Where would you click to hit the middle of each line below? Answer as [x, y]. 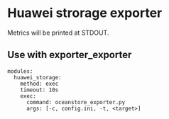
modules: [20, 71]
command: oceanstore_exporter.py [76, 102]
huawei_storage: [38, 77]
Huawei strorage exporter [85, 13]
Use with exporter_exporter [70, 55]
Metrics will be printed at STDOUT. [58, 33]
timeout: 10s [39, 90]
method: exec [39, 84]
